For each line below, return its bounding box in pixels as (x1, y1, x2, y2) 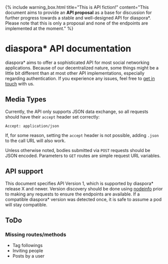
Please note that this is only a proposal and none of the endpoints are (5, 20, 148, 26)
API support (5, 167, 43, 175)
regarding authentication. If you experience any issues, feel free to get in (5, 75, 155, 81)
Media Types (5, 95, 46, 104)
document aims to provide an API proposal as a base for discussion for (5, 9, 152, 15)
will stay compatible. (5, 201, 47, 207)
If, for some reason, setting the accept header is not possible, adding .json (5, 132, 159, 138)
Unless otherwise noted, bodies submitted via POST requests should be (5, 147, 150, 153)
